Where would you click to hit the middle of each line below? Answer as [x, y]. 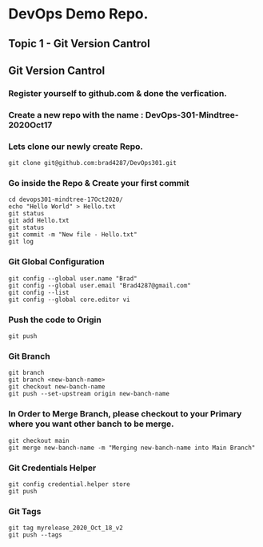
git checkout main [39, 440]
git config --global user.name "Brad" [73, 278]
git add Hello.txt [39, 221]
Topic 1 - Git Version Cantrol [79, 44]
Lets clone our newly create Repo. [76, 147]
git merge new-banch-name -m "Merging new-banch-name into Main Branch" [132, 448]
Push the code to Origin [55, 320]
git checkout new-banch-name [57, 387]
